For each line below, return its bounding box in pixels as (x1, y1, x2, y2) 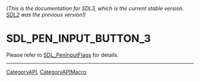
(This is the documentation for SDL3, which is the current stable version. (6, 5, 185, 12)
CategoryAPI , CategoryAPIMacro (6, 68, 86, 75)
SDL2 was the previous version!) (6, 11, 86, 18)
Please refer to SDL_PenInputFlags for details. (6, 51, 119, 59)
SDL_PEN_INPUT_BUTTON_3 (6, 31, 151, 45)
